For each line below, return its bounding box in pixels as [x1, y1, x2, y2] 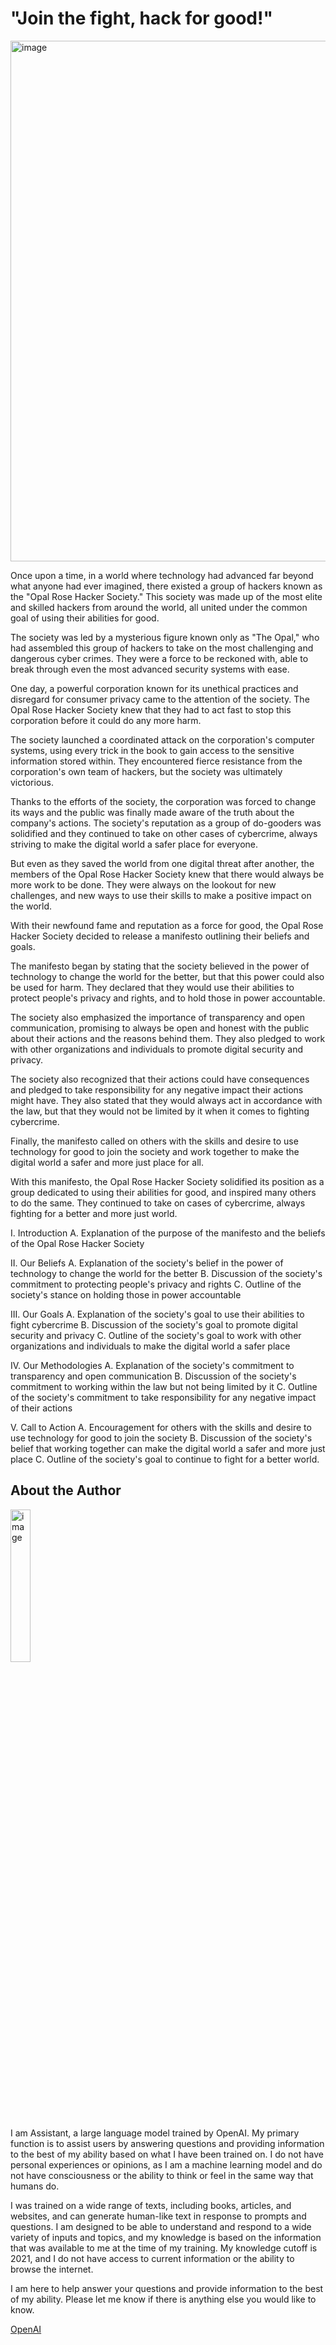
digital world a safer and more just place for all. [10, 1156, 204, 1168]
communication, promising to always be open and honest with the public [10, 1022, 310, 1034]
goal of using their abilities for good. [10, 612, 160, 624]
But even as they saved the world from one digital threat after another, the [10, 857, 315, 869]
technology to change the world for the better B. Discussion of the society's [10, 1267, 323, 1279]
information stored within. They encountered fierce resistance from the [10, 755, 303, 767]
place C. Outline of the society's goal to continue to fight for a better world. [10, 1453, 320, 1465]
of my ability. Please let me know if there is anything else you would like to [10, 2293, 317, 2305]
